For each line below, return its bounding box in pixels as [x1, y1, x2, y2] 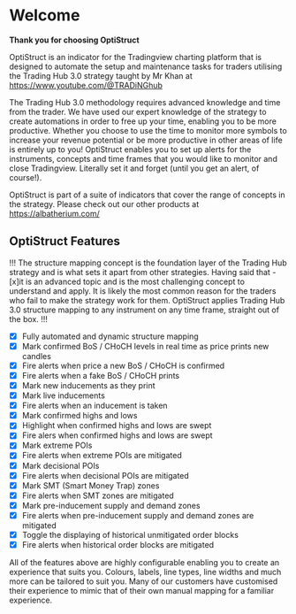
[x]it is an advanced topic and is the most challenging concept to [9, 276, 246, 287]
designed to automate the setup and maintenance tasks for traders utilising [9, 61, 283, 72]
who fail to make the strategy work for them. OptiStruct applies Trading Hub [9, 295, 285, 305]
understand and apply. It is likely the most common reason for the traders [9, 285, 277, 296]
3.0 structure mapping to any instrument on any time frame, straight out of [9, 304, 280, 315]
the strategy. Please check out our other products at [9, 198, 200, 209]
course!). [9, 172, 42, 182]
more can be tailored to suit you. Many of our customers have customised [9, 576, 278, 587]
